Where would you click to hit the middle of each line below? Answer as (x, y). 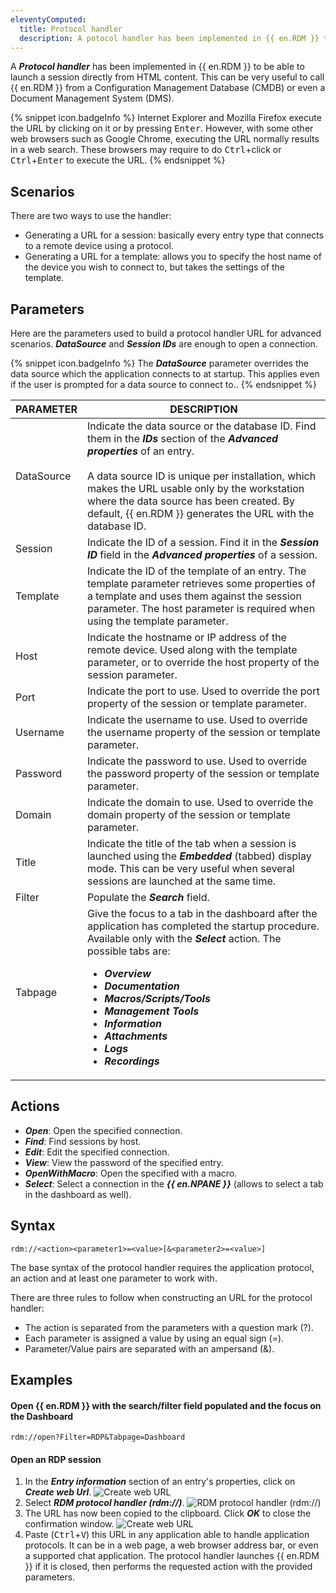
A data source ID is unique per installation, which (201, 476)
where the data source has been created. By (190, 501)
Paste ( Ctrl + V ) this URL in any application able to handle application (167, 1535)
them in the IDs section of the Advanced (182, 438)
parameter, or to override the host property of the (203, 662)
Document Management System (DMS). (92, 98)
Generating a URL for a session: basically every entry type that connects (174, 235)
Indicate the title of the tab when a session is (191, 843)
